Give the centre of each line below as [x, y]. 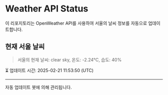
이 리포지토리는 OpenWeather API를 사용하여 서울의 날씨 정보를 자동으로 [76, 23]
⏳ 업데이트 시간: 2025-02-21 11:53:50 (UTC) [49, 70]
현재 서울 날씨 [25, 47]
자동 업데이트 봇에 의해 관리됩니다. [38, 87]
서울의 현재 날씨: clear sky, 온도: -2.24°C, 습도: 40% [69, 59]
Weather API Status [47, 9]
